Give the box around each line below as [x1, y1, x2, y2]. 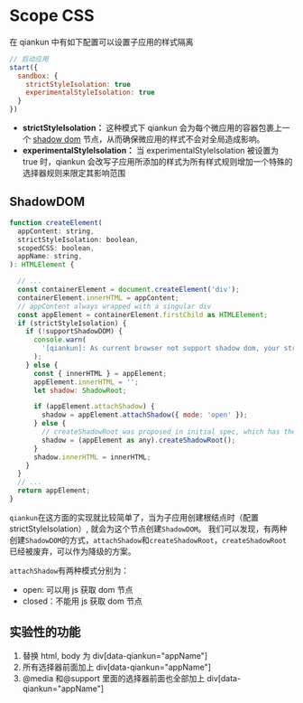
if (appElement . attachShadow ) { [32, 402, 155, 411]
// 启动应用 [9, 54, 50, 63]
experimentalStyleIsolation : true [25, 88, 155, 98]
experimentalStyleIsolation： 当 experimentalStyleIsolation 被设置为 [22, 145, 280, 156]
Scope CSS [9, 5, 95, 26]
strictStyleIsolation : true [25, 80, 131, 89]
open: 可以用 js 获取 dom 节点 [22, 584, 133, 595]
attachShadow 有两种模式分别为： [9, 565, 129, 576]
